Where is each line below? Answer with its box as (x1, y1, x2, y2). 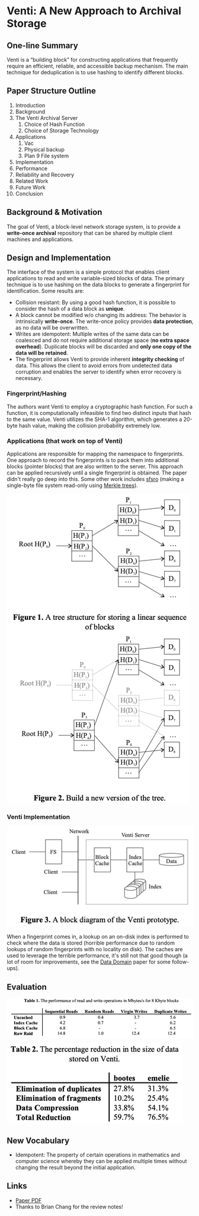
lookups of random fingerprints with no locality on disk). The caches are (7, 946, 183, 953)
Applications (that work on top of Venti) (7, 436, 123, 445)
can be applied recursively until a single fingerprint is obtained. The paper (7, 469, 187, 476)
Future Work (15, 183, 46, 191)
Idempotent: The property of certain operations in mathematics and (15, 1151, 180, 1158)
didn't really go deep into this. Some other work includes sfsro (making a (7, 476, 184, 483)
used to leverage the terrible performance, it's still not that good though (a (7, 952, 188, 959)
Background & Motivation (7, 207, 102, 217)
